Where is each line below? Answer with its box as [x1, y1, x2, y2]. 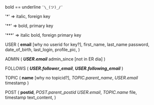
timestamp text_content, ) [5, 94, 56, 100]
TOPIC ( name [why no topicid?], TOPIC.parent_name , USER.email [5, 75, 138, 80]
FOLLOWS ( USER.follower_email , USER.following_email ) [5, 65, 123, 71]
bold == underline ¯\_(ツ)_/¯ [5, 4, 63, 10]
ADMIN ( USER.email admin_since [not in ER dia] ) [5, 56, 106, 62]
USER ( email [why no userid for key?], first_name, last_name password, [5, 42, 150, 47]
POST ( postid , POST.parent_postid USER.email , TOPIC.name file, [5, 90, 137, 95]
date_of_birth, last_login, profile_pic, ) [5, 47, 80, 52]
